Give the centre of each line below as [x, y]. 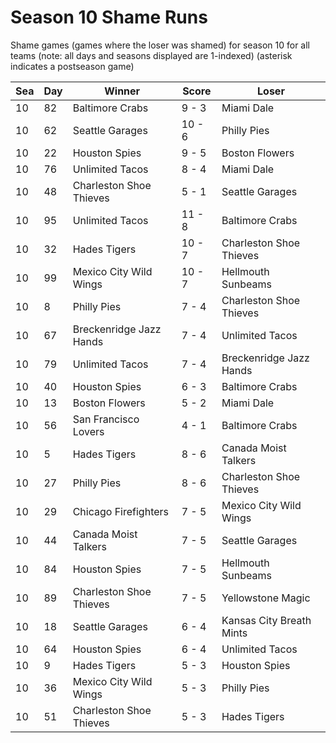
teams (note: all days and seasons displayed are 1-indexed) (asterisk [151, 55]
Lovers [88, 431]
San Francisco [106, 419]
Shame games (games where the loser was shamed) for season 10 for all [160, 45]
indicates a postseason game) [72, 66]
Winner [122, 91]
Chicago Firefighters [121, 511]
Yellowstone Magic [266, 598]
